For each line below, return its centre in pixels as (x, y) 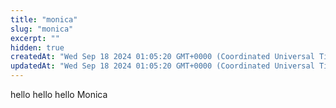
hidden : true (37, 47)
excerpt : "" (35, 38)
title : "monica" (44, 19)
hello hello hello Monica (59, 94)
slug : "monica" (42, 29)
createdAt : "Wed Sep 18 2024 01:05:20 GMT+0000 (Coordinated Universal (162, 57)
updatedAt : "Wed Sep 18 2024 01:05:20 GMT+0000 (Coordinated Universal (162, 66)
